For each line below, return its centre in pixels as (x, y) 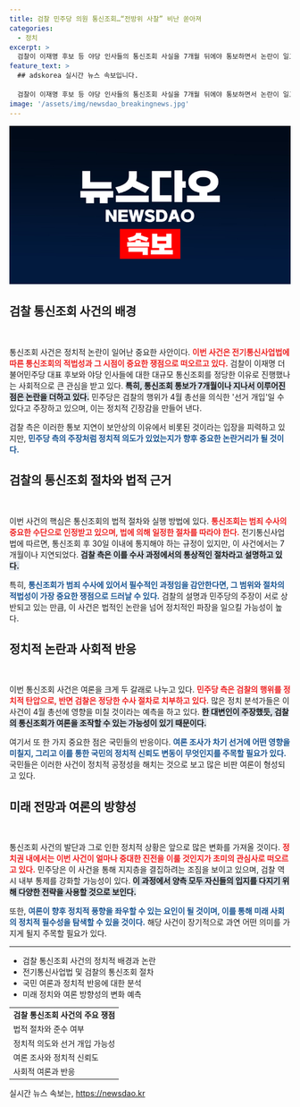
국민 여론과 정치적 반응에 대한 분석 (82, 984)
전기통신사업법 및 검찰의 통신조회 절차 (88, 972)
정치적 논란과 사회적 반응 (73, 649)
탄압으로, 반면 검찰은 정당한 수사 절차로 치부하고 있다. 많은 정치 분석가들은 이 (158, 701)
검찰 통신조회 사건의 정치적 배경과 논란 (89, 961)
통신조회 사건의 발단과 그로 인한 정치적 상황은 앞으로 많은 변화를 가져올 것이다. (145, 847)
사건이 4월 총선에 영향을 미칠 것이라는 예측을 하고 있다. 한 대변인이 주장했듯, (141, 712)
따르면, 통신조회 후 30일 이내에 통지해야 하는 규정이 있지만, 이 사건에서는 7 (155, 543)
